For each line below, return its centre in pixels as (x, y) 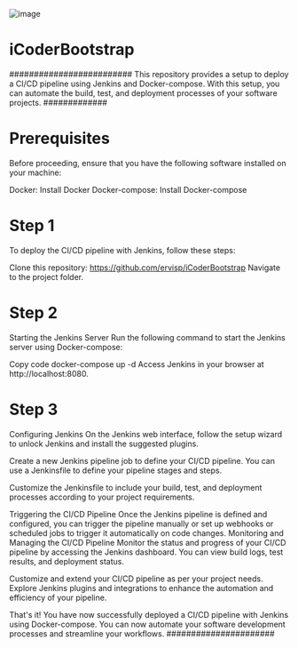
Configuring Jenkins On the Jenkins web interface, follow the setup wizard (145, 434)
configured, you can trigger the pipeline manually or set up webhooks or (141, 524)
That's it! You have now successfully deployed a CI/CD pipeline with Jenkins (149, 614)
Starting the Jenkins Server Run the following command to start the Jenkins (147, 337)
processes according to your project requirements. (102, 497)
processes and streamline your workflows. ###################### (142, 633)
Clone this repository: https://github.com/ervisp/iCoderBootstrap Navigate (145, 268)
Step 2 (33, 313)
